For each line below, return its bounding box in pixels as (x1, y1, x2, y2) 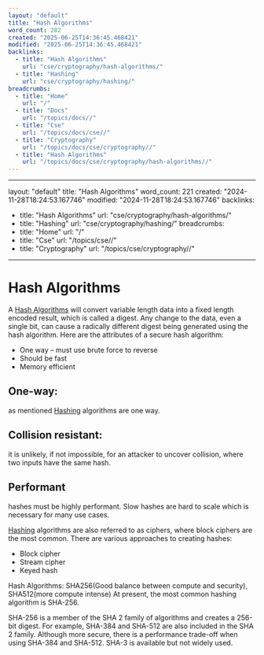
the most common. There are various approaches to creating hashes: (8, 533, 233, 543)
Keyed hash (19, 565, 58, 575)
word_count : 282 (8, 26, 61, 34)
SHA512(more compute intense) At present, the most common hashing (8, 589, 237, 598)
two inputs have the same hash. (8, 457, 112, 467)
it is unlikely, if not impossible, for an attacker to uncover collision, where (8, 450, 244, 459)
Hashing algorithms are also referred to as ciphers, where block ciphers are (8, 525, 253, 535)
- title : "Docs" (15, 107, 68, 115)
